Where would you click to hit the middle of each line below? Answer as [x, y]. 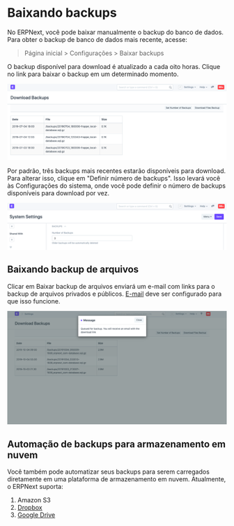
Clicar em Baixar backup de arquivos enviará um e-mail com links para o [111, 286]
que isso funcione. [34, 301]
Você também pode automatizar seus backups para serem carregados [109, 472]
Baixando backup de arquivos [73, 270]
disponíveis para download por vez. [58, 193]
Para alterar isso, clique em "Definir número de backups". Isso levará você [114, 178]
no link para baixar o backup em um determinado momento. [93, 74]
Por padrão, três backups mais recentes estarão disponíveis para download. [117, 171]
